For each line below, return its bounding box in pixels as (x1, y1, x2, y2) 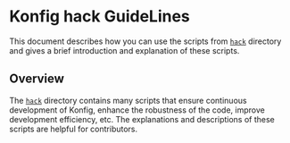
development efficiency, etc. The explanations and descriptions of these (9, 114, 275, 124)
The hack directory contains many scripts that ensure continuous (9, 95, 247, 105)
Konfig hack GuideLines (9, 6, 190, 27)
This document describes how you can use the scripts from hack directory (9, 36, 282, 46)
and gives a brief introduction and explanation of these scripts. (9, 45, 240, 55)
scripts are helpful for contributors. (9, 123, 138, 134)
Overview (9, 71, 65, 87)
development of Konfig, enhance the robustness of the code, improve (9, 105, 265, 115)
